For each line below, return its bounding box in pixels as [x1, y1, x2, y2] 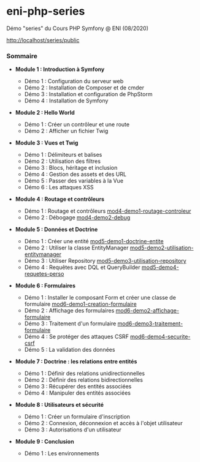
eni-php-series [6, 4, 85, 18]
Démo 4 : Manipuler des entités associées [24, 389, 131, 396]
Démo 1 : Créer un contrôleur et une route [24, 121, 130, 128]
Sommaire [6, 51, 38, 60]
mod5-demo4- [141, 263, 179, 271]
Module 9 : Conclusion [15, 438, 75, 445]
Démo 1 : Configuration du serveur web [24, 78, 124, 85]
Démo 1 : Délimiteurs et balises [24, 151, 102, 159]
